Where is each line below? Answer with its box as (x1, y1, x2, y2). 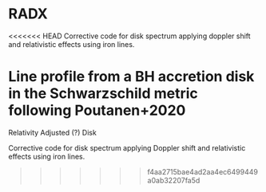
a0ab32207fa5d (147, 175, 200, 185)
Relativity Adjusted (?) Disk (8, 127, 97, 137)
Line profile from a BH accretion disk (8, 68, 255, 86)
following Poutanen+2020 (8, 101, 186, 120)
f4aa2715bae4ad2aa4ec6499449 (147, 167, 258, 176)
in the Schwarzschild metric (8, 84, 198, 103)
